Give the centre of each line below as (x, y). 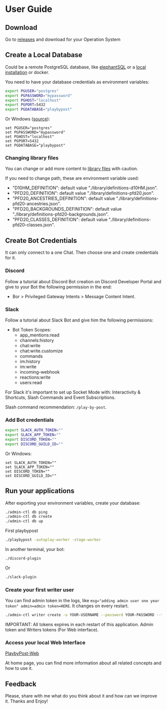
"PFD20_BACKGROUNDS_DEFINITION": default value (67, 209)
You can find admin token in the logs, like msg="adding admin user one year (82, 601)
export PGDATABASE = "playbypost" (39, 110)
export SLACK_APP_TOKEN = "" (33, 435)
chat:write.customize (41, 351)
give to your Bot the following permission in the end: (58, 287)
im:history (30, 361)
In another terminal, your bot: (35, 549)
